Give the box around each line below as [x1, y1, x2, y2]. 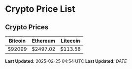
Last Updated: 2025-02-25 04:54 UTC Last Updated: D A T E [5, 58, 127, 64]
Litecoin [61, 38, 80, 44]
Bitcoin [8, 38, 26, 44]
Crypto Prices [5, 23, 49, 31]
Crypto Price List [5, 3, 75, 15]
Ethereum [32, 38, 56, 44]
